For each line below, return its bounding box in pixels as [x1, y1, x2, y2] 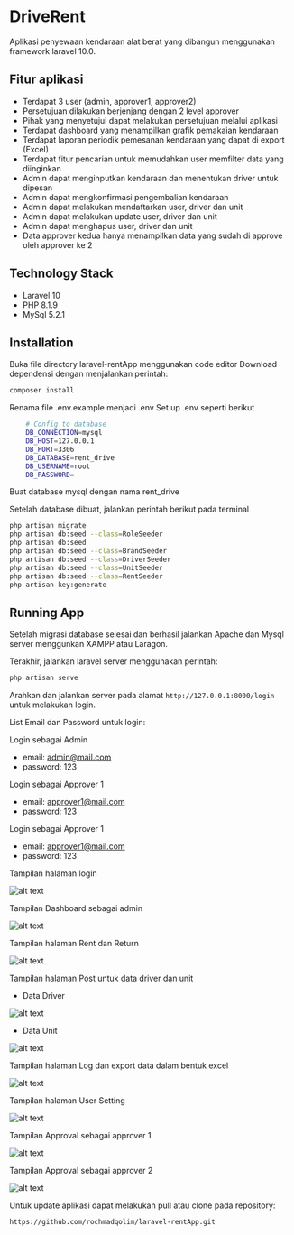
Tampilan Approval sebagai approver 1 [9, 1130, 152, 1141]
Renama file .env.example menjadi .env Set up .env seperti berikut [9, 402, 255, 413]
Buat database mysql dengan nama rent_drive [9, 486, 180, 497]
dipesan [22, 182, 53, 193]
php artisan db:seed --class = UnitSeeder [9, 563, 164, 572]
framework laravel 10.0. [9, 45, 96, 56]
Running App [9, 604, 85, 620]
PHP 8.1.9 [22, 300, 59, 310]
